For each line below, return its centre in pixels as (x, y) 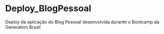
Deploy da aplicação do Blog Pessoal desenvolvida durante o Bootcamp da (82, 22)
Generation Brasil (23, 27)
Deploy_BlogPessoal (48, 8)
